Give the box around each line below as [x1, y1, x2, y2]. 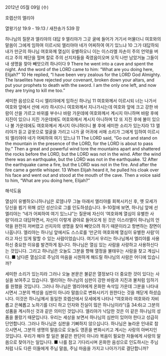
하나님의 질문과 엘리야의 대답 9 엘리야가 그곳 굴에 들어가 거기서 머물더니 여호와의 [5, 36, 161, 42]
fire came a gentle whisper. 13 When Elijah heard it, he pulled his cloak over [5, 167, 160, 173]
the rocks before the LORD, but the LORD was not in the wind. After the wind [5, 151, 161, 157]
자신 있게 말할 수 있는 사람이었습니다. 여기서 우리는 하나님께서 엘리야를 [14, 235, 151, 241]
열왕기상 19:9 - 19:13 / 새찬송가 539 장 [5, 25, 80, 31]
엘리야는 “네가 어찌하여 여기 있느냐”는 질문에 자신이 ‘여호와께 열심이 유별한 [5, 211, 149, 216]
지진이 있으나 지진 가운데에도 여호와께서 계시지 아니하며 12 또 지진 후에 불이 [5, 116, 151, 122]
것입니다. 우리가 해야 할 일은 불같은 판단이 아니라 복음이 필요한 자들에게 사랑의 [5, 333, 156, 339]
